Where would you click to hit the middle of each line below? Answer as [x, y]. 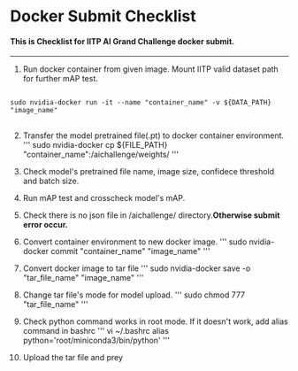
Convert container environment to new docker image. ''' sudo [135, 242]
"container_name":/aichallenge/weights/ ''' [101, 155]
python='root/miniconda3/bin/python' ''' [96, 340]
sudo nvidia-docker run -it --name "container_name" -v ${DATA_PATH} [141, 103]
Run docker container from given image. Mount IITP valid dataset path [151, 69]
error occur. [46, 225]
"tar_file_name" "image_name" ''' [83, 278]
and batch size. [51, 181]
